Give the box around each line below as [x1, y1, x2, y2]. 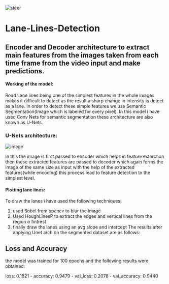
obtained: [5, 263, 25, 269]
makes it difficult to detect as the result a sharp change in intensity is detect [5, 97, 164, 104]
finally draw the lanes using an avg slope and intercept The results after [12, 224, 163, 230]
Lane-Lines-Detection [5, 23, 100, 34]
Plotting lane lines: [5, 186, 46, 193]
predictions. [5, 67, 45, 75]
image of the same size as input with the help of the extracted [5, 164, 134, 171]
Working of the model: [5, 81, 54, 87]
